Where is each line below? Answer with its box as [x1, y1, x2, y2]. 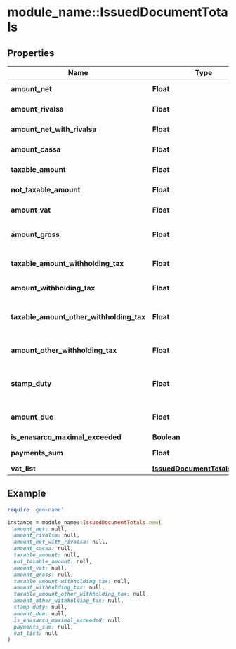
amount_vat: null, [13, 564, 68, 572]
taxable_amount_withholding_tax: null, [13, 577, 131, 584]
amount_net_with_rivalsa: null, [13, 538, 109, 546]
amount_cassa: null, [13, 545, 74, 552]
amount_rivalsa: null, [13, 532, 80, 539]
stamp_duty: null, [13, 604, 68, 611]
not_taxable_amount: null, [13, 558, 93, 565]
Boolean [152, 432, 181, 442]
